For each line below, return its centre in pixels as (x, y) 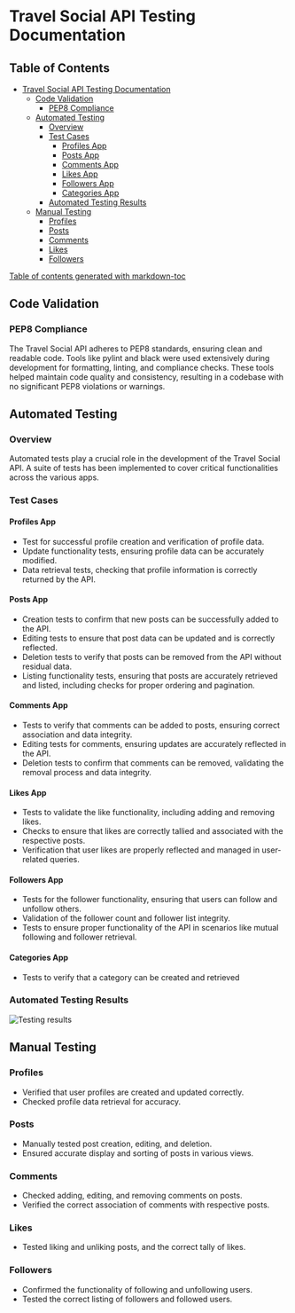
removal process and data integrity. (87, 772)
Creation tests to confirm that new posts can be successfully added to (150, 619)
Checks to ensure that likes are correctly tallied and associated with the (152, 831)
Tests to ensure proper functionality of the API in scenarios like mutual (150, 928)
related (35, 860)
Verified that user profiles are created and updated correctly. (133, 1092)
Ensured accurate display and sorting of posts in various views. (138, 1153)
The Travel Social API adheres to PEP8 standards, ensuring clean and (136, 349)
